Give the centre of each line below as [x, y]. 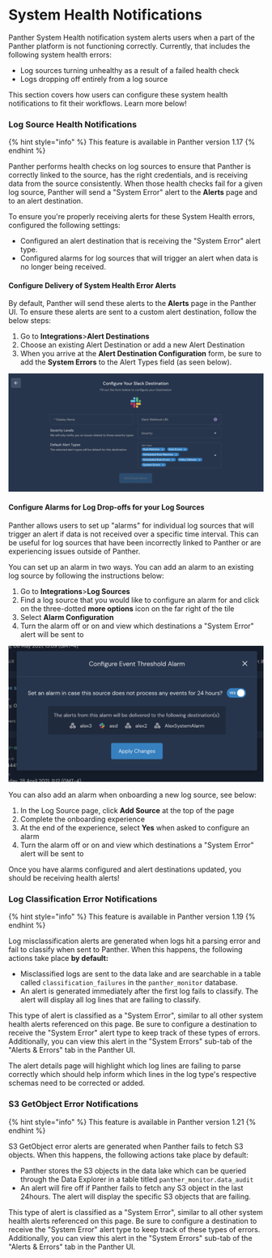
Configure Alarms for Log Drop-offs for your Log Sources [106, 507]
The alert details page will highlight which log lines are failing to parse [125, 1066]
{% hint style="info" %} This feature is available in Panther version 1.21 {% [132, 1122]
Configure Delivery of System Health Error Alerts [92, 285]
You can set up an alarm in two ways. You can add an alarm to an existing [131, 567]
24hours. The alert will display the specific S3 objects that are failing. [135, 1196]
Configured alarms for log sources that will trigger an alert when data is [139, 258]
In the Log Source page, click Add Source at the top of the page [127, 811]
